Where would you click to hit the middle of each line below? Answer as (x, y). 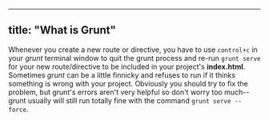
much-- (237, 92)
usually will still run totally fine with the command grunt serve (129, 100)
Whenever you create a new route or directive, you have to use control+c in (133, 50)
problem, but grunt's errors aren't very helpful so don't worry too (115, 92)
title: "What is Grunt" (62, 30)
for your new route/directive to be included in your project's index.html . (127, 66)
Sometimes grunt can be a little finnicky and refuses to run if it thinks (122, 75)
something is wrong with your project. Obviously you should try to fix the (128, 83)
